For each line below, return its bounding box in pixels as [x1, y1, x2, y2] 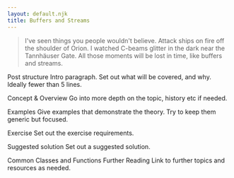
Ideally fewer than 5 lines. [7, 80, 83, 88]
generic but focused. [7, 114, 69, 124]
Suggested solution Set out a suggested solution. [7, 142, 151, 150]
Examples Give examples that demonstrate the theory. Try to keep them [7, 107, 216, 116]
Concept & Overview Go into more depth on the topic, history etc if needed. [7, 93, 228, 102]
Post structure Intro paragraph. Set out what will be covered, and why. [7, 72, 212, 81]
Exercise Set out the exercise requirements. [7, 129, 134, 137]
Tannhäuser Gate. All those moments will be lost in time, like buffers [24, 51, 223, 60]
